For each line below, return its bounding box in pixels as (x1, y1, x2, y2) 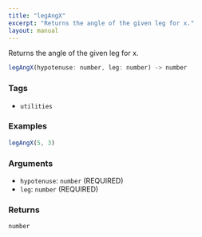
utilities (19, 102, 53, 110)
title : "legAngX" (8, 11, 66, 20)
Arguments (8, 157, 53, 168)
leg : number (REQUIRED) (19, 184, 99, 194)
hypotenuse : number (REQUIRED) (19, 176, 124, 186)
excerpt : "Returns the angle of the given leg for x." (8, 19, 195, 27)
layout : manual (8, 26, 59, 34)
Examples (8, 120, 48, 132)
